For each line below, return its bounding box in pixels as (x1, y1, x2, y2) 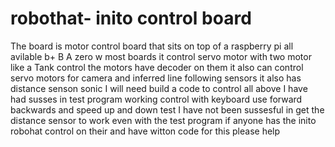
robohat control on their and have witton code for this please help (10, 125, 281, 137)
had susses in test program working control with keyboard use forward (10, 93, 303, 105)
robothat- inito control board (10, 7, 252, 30)
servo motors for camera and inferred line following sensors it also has (10, 72, 302, 84)
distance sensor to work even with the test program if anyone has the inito (10, 114, 317, 126)
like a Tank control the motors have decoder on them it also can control (10, 61, 304, 73)
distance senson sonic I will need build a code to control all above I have (10, 82, 308, 94)
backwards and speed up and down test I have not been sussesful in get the (10, 103, 325, 116)
